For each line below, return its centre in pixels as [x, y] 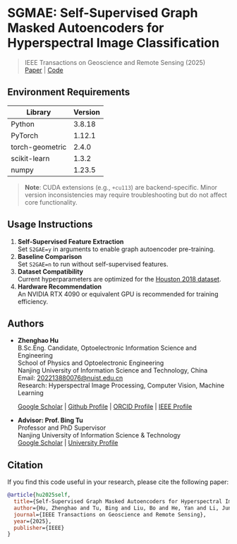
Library [39, 112]
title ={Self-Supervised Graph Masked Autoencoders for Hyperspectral [118, 502]
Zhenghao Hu [38, 341]
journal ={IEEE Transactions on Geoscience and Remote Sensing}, [110, 514]
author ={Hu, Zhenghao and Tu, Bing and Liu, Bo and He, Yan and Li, [116, 508]
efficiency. [32, 301]
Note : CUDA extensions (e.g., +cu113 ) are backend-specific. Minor [121, 187]
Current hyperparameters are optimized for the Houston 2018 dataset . [119, 279]
